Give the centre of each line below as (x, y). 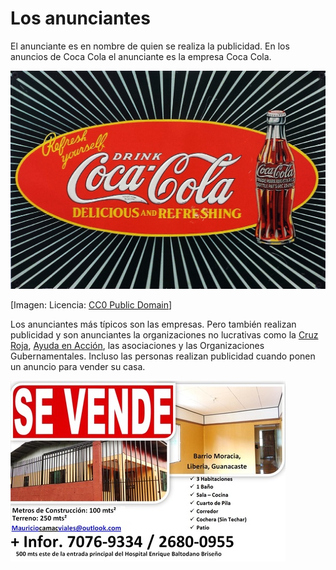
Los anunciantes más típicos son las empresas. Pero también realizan (153, 324)
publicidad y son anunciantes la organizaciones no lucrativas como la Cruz (164, 334)
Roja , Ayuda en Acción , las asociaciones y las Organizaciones (137, 345)
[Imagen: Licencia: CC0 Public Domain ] (91, 304)
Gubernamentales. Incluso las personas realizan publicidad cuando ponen (163, 356)
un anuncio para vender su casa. (78, 366)
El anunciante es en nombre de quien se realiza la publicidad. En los (150, 46)
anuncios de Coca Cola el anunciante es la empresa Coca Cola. (141, 56)
